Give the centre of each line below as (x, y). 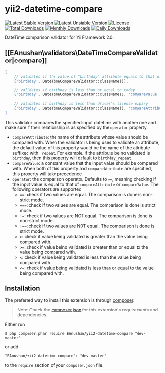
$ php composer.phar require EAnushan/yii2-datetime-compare (69, 334)
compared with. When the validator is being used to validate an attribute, (86, 142)
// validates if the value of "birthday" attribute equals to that (84, 77)
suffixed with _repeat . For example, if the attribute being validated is (81, 153)
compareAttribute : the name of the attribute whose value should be (80, 137)
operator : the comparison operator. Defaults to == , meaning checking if (84, 179)
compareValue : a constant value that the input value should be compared (85, 163)
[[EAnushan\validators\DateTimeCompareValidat (82, 53)
